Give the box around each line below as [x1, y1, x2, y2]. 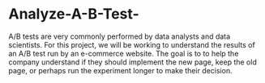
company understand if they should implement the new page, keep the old [8, 57, 257, 67]
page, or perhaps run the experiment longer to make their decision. [8, 65, 233, 75]
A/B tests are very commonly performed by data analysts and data [8, 31, 231, 41]
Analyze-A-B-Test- [8, 5, 139, 23]
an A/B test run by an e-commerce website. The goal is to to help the [8, 48, 239, 58]
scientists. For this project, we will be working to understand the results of [8, 39, 255, 49]
